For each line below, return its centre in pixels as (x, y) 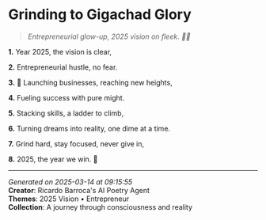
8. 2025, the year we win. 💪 (53, 159)
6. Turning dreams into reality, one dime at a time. (89, 128)
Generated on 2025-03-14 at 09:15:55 (70, 182)
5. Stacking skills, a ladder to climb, (66, 113)
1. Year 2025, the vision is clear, (60, 51)
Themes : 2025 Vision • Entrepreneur (68, 199)
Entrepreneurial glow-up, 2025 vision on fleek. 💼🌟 (109, 36)
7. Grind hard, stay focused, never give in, (76, 143)
